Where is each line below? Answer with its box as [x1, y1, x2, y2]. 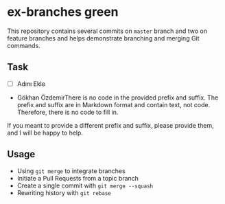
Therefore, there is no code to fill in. [16, 108, 119, 116]
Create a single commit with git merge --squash [16, 181, 154, 190]
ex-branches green [7, 4, 119, 20]
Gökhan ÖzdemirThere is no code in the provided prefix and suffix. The [16, 93, 219, 102]
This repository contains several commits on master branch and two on [7, 27, 208, 35]
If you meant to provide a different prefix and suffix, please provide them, [7, 121, 214, 129]
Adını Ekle [16, 80, 46, 88]
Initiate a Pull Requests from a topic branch [16, 174, 139, 182]
